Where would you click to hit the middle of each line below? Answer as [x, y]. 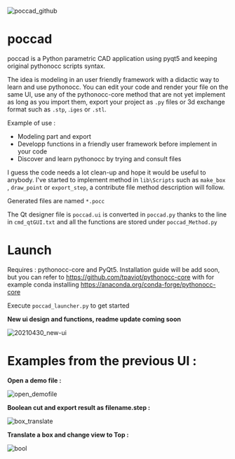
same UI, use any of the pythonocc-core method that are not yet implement [116, 94]
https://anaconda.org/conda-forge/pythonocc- [148, 285]
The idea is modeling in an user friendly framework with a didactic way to [113, 79]
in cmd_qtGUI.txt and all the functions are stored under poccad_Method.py [112, 221]
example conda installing [43, 285]
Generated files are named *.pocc [56, 200]
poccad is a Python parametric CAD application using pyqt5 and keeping [112, 58]
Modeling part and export [54, 136]
